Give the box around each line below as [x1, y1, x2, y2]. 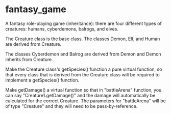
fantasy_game [5, 4, 66, 15]
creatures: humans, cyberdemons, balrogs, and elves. [5, 25, 119, 32]
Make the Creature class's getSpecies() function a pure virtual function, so [5, 66, 162, 72]
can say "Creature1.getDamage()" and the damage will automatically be [5, 92, 156, 98]
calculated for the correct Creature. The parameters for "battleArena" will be [5, 98, 166, 104]
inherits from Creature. [5, 56, 54, 62]
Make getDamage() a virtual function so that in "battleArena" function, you [5, 87, 162, 93]
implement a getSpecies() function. [5, 77, 80, 83]
